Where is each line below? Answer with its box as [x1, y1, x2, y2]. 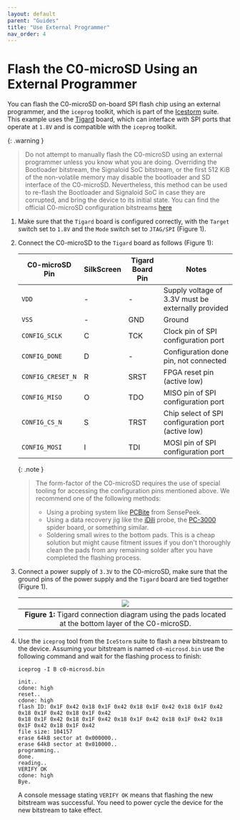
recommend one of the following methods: [35, 494, 161, 503]
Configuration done [163, 347, 229, 357]
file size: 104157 [17, 729, 73, 736]
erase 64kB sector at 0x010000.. [17, 741, 118, 748]
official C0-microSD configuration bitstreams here [24, 203, 173, 212]
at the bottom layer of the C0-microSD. [59, 619, 191, 629]
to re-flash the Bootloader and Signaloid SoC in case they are [24, 188, 206, 197]
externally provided [163, 303, 229, 313]
